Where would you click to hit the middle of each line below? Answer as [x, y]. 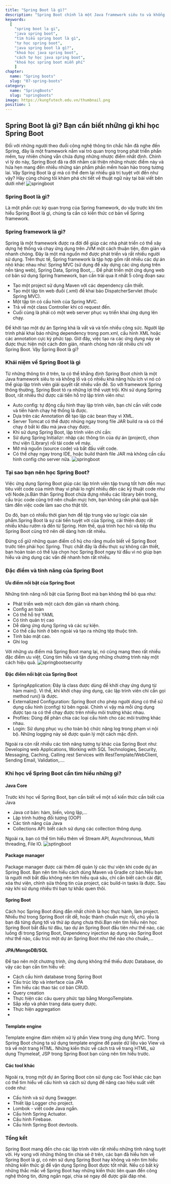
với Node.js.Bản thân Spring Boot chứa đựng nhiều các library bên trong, [81, 494]
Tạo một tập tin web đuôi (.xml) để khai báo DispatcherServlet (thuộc [85, 290]
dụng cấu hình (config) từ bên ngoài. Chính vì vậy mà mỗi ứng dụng [83, 707]
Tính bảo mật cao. [32, 636]
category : [16, 86]
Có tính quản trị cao [33, 620]
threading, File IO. [24, 844]
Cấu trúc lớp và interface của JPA [48, 982]
